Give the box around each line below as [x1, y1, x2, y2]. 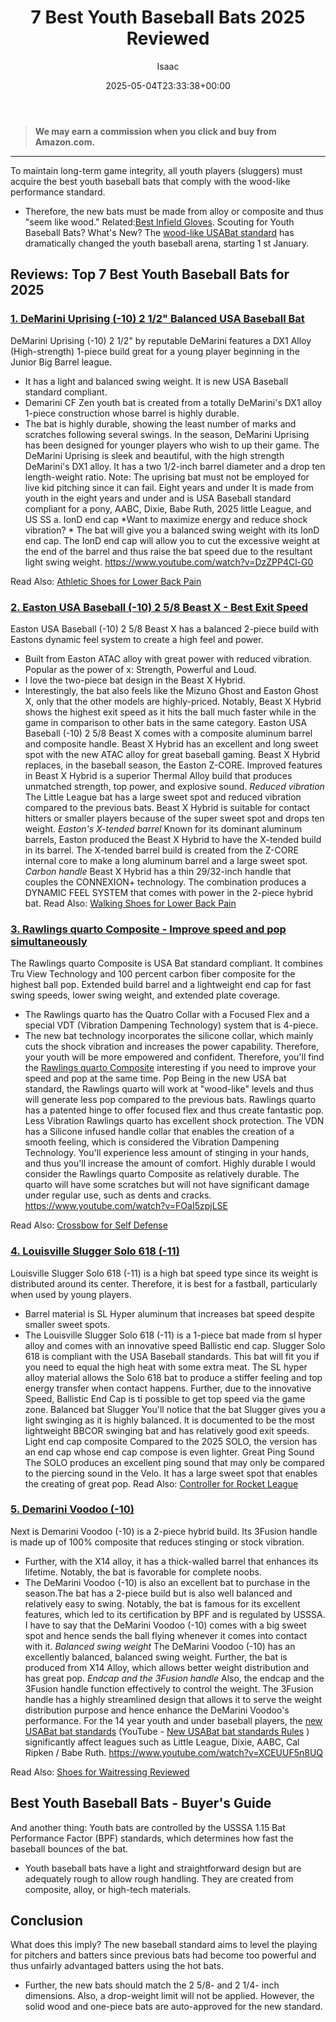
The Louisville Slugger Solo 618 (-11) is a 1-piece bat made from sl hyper [24, 1329, 323, 1341]
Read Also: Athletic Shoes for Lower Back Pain [10, 575, 202, 587]
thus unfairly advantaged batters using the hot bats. [10, 1960, 224, 1972]
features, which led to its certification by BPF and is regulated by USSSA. [24, 1608, 326, 1620]
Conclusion [10, 1912, 84, 1930]
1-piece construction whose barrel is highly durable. [24, 407, 240, 419]
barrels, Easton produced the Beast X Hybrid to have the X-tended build [24, 833, 322, 845]
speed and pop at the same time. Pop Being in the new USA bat [24, 1072, 287, 1085]
